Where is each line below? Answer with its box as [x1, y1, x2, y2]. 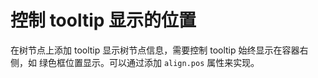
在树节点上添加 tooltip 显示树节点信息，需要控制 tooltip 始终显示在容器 [10, 44, 300, 56]
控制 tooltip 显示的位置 [10, 9, 197, 32]
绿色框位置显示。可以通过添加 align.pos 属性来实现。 [38, 56, 260, 68]
